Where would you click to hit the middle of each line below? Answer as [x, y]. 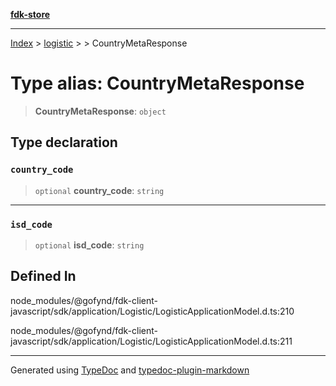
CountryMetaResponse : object [100, 111]
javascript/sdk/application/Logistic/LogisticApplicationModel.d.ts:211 [151, 341]
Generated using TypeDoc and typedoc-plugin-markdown [130, 370]
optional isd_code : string [89, 245]
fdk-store [30, 14]
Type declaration [64, 142]
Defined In [43, 276]
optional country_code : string [99, 190]
